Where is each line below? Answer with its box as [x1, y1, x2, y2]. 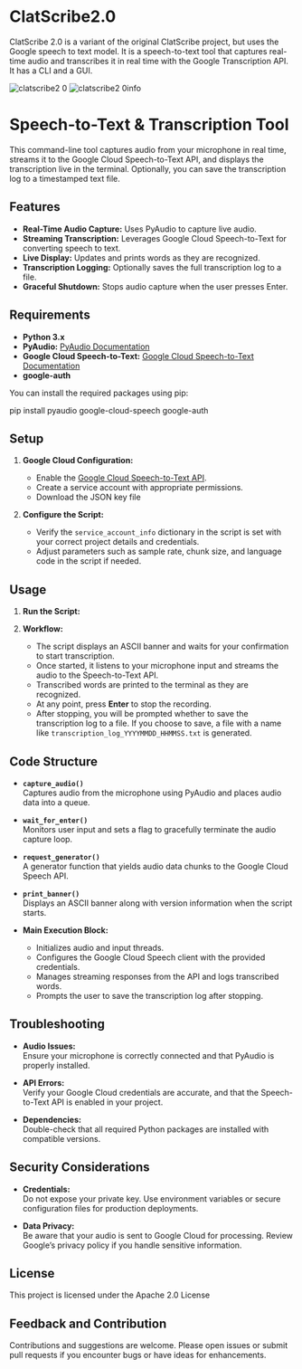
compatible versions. [22, 1133, 101, 1144]
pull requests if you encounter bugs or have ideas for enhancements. [9, 1350, 267, 1361]
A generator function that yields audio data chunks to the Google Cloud [22, 860, 289, 871]
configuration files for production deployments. [22, 1203, 199, 1213]
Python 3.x [22, 331, 65, 342]
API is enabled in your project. [51, 1097, 164, 1108]
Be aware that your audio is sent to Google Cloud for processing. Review [22, 1230, 294, 1241]
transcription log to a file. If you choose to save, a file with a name [35, 718, 282, 729]
